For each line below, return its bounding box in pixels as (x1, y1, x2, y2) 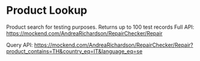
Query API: (6, 41, 33, 48)
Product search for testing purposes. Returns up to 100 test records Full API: (6, 23, 195, 30)
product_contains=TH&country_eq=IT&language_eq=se (6, 47, 143, 54)
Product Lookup (6, 4, 87, 17)
